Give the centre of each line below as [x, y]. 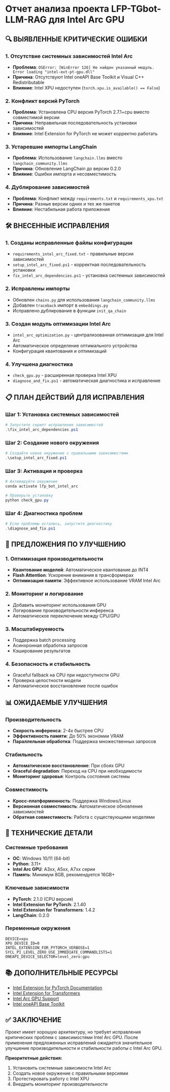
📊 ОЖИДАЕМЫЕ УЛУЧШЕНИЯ [56, 702]
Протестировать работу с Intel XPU [51, 1079]
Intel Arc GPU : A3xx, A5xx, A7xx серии [54, 869]
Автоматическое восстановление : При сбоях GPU [69, 765]
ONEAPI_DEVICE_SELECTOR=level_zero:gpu [47, 957]
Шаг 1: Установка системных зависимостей [62, 414]
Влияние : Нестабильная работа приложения [61, 209]
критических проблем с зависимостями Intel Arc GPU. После [72, 1038]
